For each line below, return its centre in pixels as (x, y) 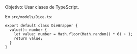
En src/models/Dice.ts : (29, 16)
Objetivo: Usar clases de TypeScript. (42, 7)
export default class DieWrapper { (41, 26)
